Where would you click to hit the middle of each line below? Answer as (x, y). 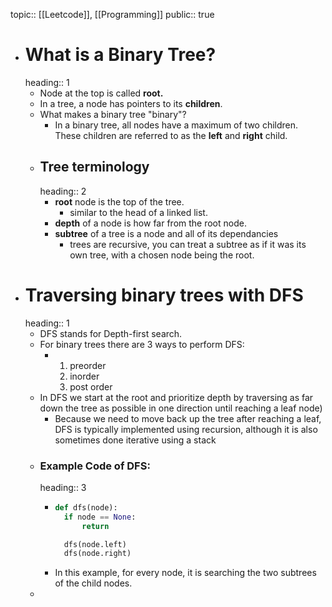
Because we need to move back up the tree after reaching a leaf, (188, 418)
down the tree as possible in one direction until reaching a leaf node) (181, 408)
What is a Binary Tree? (120, 55)
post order (91, 386)
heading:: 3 (63, 487)
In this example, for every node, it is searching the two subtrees (185, 573)
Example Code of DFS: (95, 466)
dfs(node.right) (97, 554)
